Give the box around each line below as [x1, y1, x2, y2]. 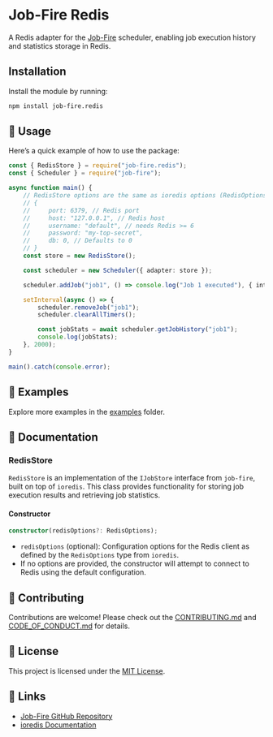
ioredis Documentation [19, 720, 97, 730]
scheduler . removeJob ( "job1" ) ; [37, 303, 140, 312]
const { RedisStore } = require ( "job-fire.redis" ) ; [8, 162, 187, 170]
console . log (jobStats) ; [37, 333, 118, 342]
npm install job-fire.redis [8, 101, 104, 110]
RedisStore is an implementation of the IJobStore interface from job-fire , [8, 473, 256, 483]
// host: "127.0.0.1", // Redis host [23, 213, 165, 222]
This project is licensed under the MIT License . [8, 666, 166, 675]
